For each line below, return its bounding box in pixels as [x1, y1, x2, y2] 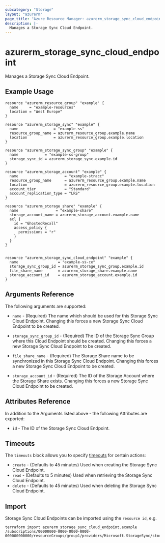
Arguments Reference [5, 290, 75, 299]
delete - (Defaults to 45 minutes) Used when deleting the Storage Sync [12, 483, 157, 489]
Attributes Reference [5, 398, 71, 406]
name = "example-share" [9, 208, 93, 213]
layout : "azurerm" [5, 12, 43, 17]
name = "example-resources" [9, 105, 76, 110]
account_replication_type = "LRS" [9, 191, 80, 196]
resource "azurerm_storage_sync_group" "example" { [5, 148, 113, 153]
